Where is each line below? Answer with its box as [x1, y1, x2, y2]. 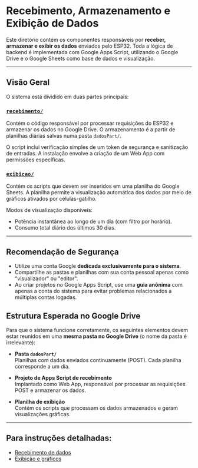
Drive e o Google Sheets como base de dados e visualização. [6, 55, 155, 62]
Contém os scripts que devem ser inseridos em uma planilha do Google [6, 182, 180, 190]
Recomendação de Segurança [6, 247, 119, 257]
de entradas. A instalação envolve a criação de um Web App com [6, 150, 165, 157]
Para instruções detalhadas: [6, 433, 112, 443]
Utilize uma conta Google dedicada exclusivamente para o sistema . [14, 263, 181, 270]
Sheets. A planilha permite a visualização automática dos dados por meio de [6, 189, 192, 196]
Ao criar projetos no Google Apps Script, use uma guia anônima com [14, 281, 183, 288]
